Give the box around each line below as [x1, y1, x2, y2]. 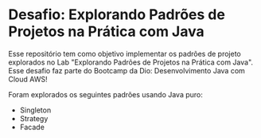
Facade [19, 122, 45, 132]
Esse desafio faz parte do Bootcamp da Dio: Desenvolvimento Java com [8, 65, 245, 75]
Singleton [19, 105, 52, 115]
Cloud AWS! [8, 74, 48, 84]
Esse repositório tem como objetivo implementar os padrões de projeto [8, 49, 241, 58]
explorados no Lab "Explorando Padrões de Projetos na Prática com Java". [8, 57, 253, 67]
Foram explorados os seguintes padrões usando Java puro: [8, 89, 203, 99]
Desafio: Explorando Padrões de [8, 6, 225, 24]
